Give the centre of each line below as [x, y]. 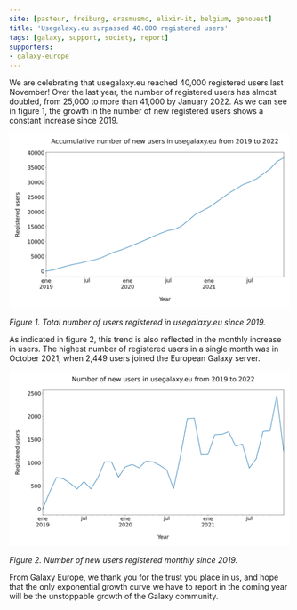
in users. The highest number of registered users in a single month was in [144, 349]
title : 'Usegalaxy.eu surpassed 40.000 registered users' [119, 28]
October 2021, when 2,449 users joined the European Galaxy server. [135, 358]
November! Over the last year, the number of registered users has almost [143, 92]
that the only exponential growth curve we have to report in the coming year [148, 587]
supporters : [31, 47]
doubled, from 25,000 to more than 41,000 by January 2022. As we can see [148, 101]
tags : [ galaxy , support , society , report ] [89, 37]
